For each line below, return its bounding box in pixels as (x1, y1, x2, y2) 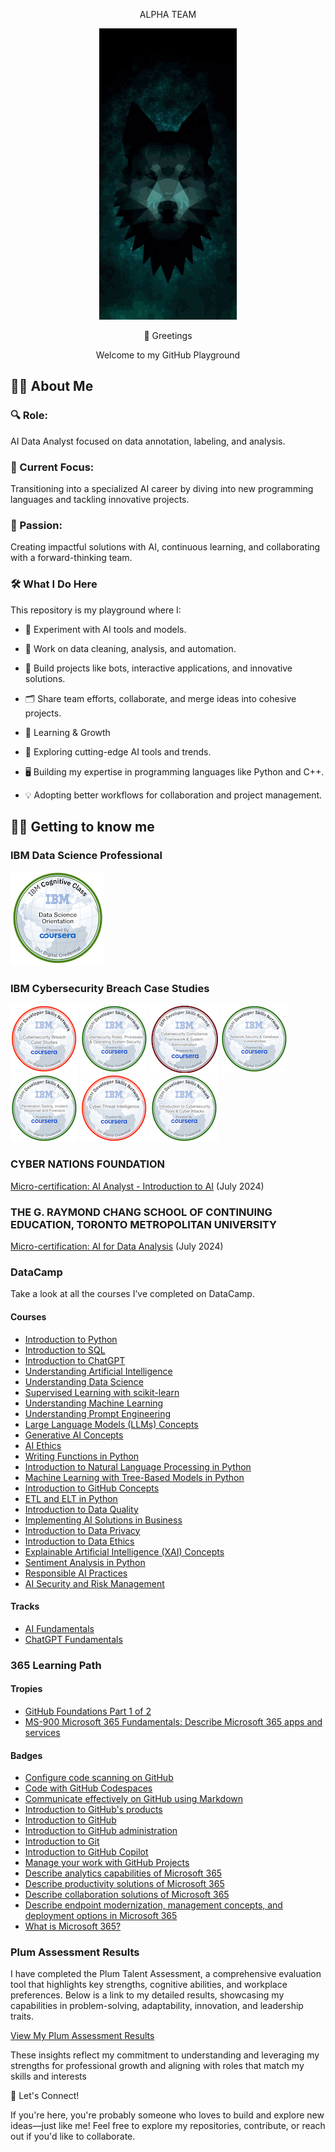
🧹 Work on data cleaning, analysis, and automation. (24, 642, 237, 654)
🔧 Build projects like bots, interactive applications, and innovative (24, 662, 293, 674)
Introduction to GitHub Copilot (24, 1846, 149, 1858)
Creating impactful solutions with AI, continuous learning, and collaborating (10, 541, 321, 553)
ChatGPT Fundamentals (24, 1633, 123, 1645)
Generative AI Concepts (24, 1429, 124, 1441)
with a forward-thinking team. (10, 552, 133, 564)
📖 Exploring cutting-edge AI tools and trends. (24, 745, 212, 758)
